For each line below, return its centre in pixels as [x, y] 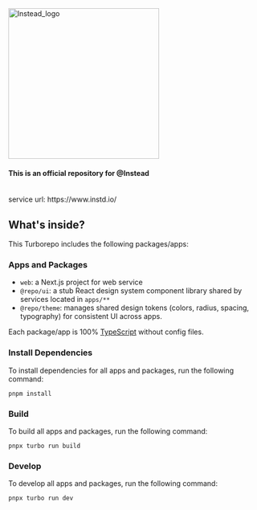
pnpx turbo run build [45, 446]
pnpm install [30, 394]
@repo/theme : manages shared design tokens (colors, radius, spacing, [135, 308]
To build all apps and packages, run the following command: [108, 431]
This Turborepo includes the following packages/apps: [98, 244]
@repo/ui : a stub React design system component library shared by [131, 291]
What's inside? [47, 224]
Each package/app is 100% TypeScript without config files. [106, 332]
